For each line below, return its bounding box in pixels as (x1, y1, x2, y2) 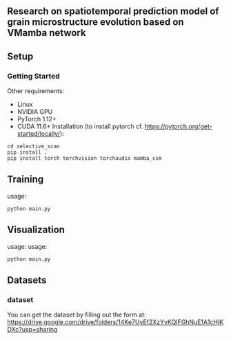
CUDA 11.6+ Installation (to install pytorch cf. (17, 122, 143, 130)
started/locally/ (17, 130, 61, 138)
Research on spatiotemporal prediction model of (7, 6, 219, 17)
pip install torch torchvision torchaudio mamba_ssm (7, 155, 162, 162)
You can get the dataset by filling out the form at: (7, 310, 146, 319)
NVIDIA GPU (17, 108, 53, 116)
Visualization (7, 224, 66, 236)
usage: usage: (7, 242, 48, 250)
